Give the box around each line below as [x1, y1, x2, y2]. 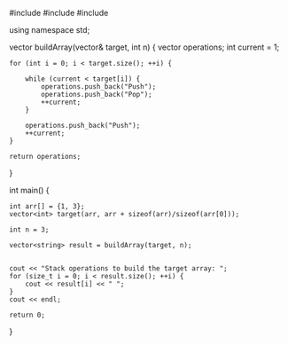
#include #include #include [9, 8, 109, 18]
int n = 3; [9, 225, 50, 234]
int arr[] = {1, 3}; [9, 202, 86, 211]
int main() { [9, 185, 51, 195]
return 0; [9, 310, 46, 319]
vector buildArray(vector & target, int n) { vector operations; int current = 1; [9, 42, 280, 52]
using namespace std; [9, 25, 90, 35]
